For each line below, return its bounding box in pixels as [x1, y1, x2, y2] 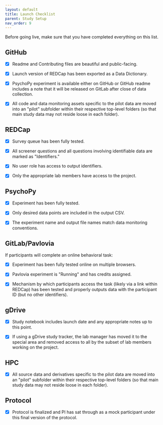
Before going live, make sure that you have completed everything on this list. [5, 34, 159, 40]
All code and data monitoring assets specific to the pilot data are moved [12, 101, 157, 107]
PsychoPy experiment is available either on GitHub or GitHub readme [12, 81, 151, 87]
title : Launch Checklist [5, 12, 55, 17]
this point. [12, 324, 33, 330]
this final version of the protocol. [12, 415, 77, 421]
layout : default [5, 7, 38, 12]
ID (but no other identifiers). [12, 292, 68, 297]
